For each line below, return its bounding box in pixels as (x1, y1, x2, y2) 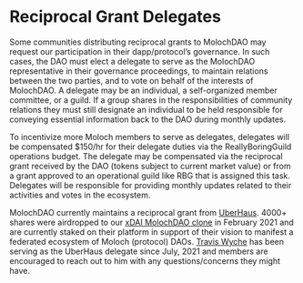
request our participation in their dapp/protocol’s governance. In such (9, 45, 270, 56)
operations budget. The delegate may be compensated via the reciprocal (9, 150, 284, 161)
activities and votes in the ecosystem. (9, 189, 151, 200)
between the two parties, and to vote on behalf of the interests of (9, 75, 254, 86)
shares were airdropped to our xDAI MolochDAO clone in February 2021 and (9, 217, 294, 227)
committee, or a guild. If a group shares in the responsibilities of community (9, 94, 293, 106)
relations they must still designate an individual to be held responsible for (9, 104, 284, 115)
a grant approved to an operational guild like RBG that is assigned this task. (9, 170, 291, 181)
